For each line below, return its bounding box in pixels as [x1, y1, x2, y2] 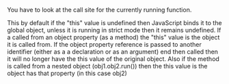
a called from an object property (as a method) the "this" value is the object [7, 33, 220, 41]
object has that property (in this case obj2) [7, 69, 128, 77]
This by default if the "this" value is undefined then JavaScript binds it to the [7, 19, 222, 26]
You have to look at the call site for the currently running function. [7, 6, 192, 14]
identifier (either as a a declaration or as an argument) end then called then [7, 47, 219, 56]
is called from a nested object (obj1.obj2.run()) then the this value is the [7, 62, 208, 70]
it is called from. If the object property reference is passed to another [7, 41, 202, 48]
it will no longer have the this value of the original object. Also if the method [7, 55, 220, 63]
